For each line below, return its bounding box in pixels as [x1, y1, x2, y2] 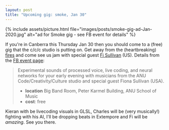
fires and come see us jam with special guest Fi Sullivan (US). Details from [5, 52, 160, 58]
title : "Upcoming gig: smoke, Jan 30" [5, 12, 87, 17]
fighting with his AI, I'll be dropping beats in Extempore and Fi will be [5, 113, 148, 119]
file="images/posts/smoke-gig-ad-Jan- [70, 26, 152, 32]
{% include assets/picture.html [5, 26, 69, 32]
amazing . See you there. [5, 119, 57, 125]
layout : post [5, 7, 33, 13]
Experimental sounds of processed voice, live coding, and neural [17, 67, 153, 73]
